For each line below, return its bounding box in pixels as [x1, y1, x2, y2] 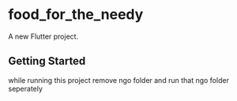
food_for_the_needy [8, 6, 144, 24]
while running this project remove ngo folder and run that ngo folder [8, 75, 229, 84]
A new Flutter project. [8, 32, 79, 41]
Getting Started [8, 54, 86, 68]
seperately [8, 84, 43, 93]
